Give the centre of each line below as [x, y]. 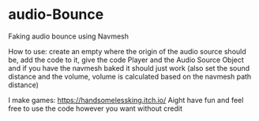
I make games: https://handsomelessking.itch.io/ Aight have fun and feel [126, 100]
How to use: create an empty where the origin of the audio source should [127, 51]
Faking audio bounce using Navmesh [68, 36]
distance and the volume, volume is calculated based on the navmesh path [130, 76]
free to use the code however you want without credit [96, 108]
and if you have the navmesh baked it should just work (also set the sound [129, 68]
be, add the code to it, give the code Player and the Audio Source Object [126, 60]
